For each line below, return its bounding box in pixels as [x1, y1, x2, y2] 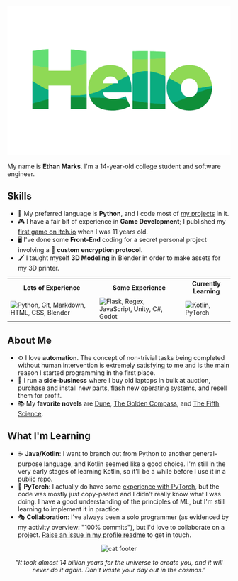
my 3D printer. [17, 264, 60, 272]
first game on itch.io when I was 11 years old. [17, 227, 149, 236]
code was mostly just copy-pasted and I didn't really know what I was [17, 489, 222, 498]
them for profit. [17, 391, 62, 399]
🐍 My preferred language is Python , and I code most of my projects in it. [17, 209, 229, 217]
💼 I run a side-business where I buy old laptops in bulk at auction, [17, 376, 211, 384]
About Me [7, 335, 52, 347]
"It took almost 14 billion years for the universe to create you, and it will [15, 558, 223, 566]
